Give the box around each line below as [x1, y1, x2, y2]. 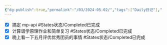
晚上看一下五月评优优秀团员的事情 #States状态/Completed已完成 [11, 34, 145, 40]
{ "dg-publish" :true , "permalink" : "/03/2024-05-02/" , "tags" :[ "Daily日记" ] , [4, 7, 160, 12]
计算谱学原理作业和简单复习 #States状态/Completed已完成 [11, 28, 132, 34]
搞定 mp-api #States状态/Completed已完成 [11, 21, 100, 27]
